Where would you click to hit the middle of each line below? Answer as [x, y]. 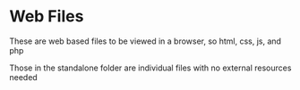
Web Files [47, 16]
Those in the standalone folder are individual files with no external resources [150, 68]
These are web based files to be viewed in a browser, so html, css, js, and [146, 41]
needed [23, 77]
